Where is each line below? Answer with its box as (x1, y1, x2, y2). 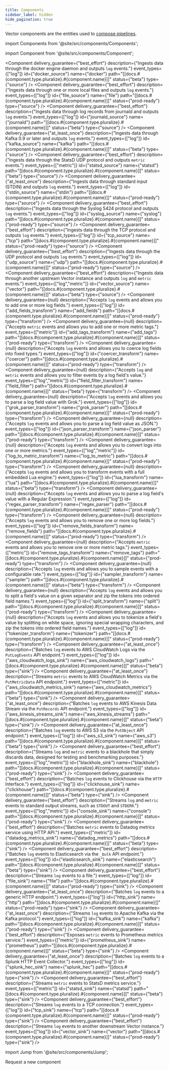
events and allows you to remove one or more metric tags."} (5, 544, 130, 550)
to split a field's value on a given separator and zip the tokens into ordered (5, 593, 160, 599)
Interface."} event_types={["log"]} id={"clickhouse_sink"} (5, 781, 125, 787)
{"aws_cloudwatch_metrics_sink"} (5, 684, 76, 690)
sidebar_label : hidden (5, 12, 53, 17)
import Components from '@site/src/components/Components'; (5, 41, 139, 47)
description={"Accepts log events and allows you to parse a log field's (17, 491, 164, 497)
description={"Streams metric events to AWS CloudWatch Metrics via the (5, 673, 158, 680)
